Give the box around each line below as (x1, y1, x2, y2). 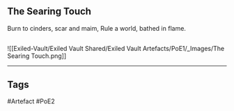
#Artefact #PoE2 (7, 97, 56, 105)
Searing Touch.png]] (7, 52, 67, 60)
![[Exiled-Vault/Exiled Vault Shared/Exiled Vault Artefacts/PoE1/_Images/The (7, 45, 225, 53)
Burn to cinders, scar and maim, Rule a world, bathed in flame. (7, 24, 187, 32)
